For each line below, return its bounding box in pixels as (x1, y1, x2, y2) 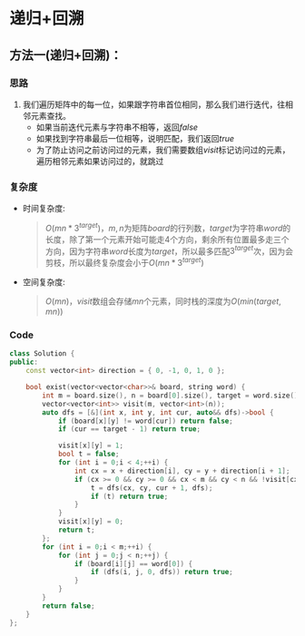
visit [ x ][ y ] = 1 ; (57, 441, 124, 450)
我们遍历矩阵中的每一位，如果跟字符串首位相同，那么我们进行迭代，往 (22, 99, 286, 110)
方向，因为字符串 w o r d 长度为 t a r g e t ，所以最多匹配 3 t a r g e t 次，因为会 (44, 244, 293, 257)
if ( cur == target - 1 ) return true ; (57, 425, 202, 434)
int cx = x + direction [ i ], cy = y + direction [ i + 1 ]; (74, 466, 290, 475)
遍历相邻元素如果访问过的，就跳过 (35, 155, 164, 166)
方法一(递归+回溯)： (9, 47, 123, 63)
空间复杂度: (22, 277, 65, 288)
